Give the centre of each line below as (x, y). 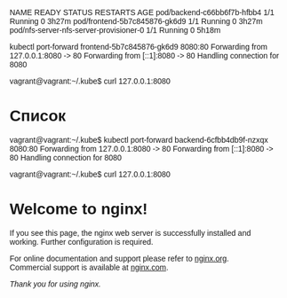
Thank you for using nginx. (55, 284)
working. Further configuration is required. (81, 242)
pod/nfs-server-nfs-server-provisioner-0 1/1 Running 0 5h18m (115, 30)
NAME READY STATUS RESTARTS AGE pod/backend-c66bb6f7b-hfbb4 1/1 (142, 12)
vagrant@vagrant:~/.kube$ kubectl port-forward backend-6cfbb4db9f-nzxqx (139, 140)
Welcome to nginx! (79, 209)
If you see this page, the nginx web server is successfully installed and (130, 233)
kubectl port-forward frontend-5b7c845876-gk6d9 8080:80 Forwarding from (138, 47)
